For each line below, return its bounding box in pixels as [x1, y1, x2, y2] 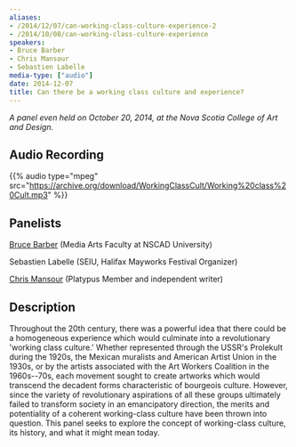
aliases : [9, 12, 42, 22]
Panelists [9, 215, 62, 231]
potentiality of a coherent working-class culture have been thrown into [9, 408, 268, 419]
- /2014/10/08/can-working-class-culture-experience [9, 29, 209, 38]
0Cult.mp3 [9, 190, 49, 200]
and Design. [9, 121, 54, 132]
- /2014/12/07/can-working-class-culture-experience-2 [9, 21, 217, 30]
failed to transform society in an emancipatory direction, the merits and [9, 398, 270, 410]
